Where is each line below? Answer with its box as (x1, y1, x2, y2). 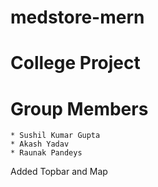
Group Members (10, 97, 149, 120)
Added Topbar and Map (10, 166, 108, 178)
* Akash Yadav (10, 139, 70, 150)
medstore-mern (10, 6, 145, 29)
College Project (10, 52, 141, 75)
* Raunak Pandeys (10, 148, 83, 158)
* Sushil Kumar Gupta (10, 131, 101, 141)
